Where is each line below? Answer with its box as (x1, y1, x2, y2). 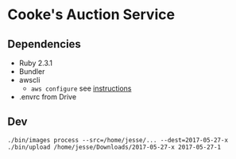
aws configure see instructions (30, 83, 132, 93)
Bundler (18, 67, 45, 76)
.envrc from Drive (18, 92, 77, 101)
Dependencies (7, 37, 81, 51)
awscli (18, 76, 41, 84)
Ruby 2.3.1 (18, 58, 53, 68)
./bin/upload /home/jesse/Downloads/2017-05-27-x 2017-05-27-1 (7, 143, 222, 151)
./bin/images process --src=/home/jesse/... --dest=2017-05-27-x (7, 136, 228, 144)
